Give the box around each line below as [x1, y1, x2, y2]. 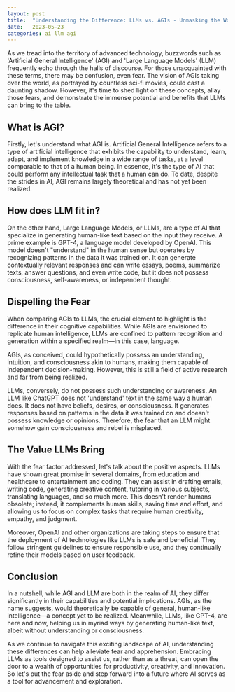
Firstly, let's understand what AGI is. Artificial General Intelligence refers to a [7, 140, 227, 148]
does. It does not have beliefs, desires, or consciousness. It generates [7, 401, 210, 410]
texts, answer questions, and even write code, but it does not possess [7, 268, 209, 277]
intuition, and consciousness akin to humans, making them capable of [7, 358, 208, 366]
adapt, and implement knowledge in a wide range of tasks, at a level [7, 155, 204, 163]
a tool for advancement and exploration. [7, 677, 122, 686]
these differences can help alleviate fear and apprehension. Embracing [7, 647, 211, 656]
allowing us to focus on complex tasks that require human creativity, [7, 507, 204, 515]
